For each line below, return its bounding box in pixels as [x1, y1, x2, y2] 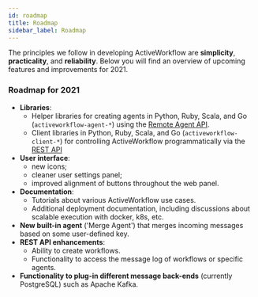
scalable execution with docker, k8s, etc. [31, 211, 164, 222]
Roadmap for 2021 [8, 85, 80, 96]
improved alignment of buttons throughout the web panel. [31, 178, 219, 188]
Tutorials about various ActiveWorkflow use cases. [31, 195, 196, 204]
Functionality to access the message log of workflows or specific [31, 254, 243, 264]
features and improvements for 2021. [8, 65, 129, 74]
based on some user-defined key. [19, 229, 129, 238]
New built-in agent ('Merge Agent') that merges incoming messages [19, 220, 244, 230]
